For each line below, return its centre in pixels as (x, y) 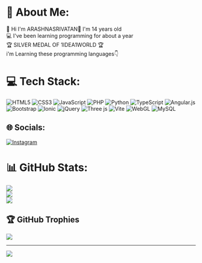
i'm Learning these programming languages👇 (63, 54)
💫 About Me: (38, 12)
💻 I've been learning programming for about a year (70, 36)
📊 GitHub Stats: (47, 167)
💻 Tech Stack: (43, 82)
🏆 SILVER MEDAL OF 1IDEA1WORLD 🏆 (55, 45)
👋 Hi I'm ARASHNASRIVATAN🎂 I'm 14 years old (64, 29)
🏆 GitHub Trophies (43, 220)
